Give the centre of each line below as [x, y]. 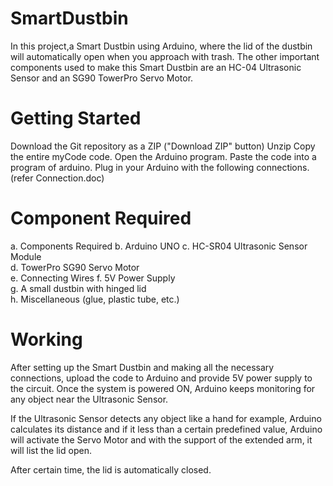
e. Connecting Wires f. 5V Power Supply [93, 278]
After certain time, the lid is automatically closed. [111, 469]
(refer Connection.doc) [57, 178]
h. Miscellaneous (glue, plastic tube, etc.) [95, 299]
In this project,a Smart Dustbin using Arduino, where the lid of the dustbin [161, 46]
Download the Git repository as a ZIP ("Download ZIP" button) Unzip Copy [163, 146]
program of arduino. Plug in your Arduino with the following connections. [160, 167]
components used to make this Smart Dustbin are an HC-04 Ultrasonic [156, 67]
